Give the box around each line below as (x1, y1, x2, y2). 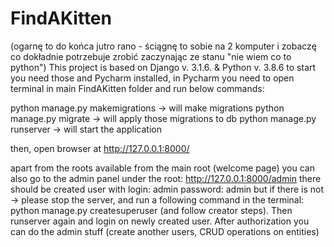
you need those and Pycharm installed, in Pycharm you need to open (10, 72, 295, 84)
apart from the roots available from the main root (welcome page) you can (10, 162, 315, 174)
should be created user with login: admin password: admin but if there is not (10, 183, 325, 195)
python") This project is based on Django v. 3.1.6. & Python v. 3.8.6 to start (10, 61, 317, 73)
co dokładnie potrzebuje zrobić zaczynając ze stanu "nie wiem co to (10, 50, 292, 62)
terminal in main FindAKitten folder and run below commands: (10, 82, 265, 94)
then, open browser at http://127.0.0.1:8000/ (10, 142, 190, 154)
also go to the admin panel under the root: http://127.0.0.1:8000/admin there (10, 172, 322, 184)
